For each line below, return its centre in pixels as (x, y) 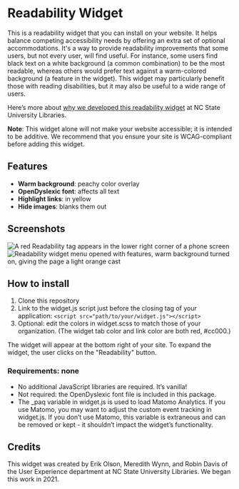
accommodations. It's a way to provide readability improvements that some (118, 48)
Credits (24, 447)
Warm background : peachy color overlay (78, 183)
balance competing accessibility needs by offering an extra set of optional (117, 40)
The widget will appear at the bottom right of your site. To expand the (110, 345)
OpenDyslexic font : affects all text (68, 191)
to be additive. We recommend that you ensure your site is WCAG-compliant (119, 136)
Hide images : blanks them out (62, 206)
